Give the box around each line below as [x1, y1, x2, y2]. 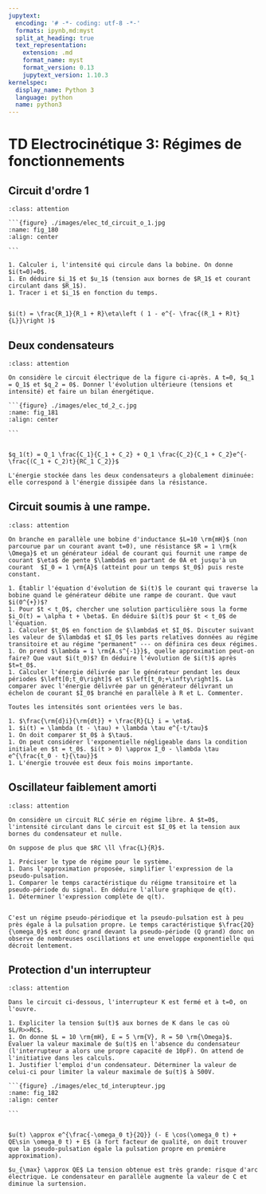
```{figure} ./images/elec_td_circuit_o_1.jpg [8, 219, 166, 228]
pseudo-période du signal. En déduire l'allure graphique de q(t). [8, 886, 237, 894]
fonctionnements [8, 153, 125, 170]
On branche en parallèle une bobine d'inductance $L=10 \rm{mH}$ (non [8, 535, 248, 543]
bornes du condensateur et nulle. [8, 830, 123, 838]
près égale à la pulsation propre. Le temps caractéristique [8, 920, 216, 929]
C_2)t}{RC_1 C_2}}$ [54, 457, 119, 466]
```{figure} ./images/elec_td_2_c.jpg [8, 401, 137, 410]
